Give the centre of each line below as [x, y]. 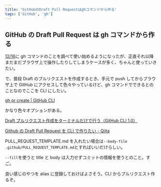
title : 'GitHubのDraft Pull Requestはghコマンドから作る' [61, 9]
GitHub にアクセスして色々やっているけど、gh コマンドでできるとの [86, 85]
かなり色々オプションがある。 [35, 110]
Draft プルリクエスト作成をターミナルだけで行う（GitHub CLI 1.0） [71, 121]
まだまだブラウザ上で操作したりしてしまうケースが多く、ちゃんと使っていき [81, 62]
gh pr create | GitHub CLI [30, 101]
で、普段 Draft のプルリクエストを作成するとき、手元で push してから [74, 79]
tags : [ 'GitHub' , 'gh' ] [29, 14]
